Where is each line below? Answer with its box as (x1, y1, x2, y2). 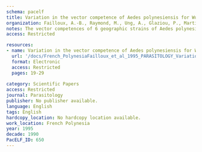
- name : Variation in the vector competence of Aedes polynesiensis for (6, 47, 192, 54)
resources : (6, 42, 34, 48)
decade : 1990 (6, 132, 39, 138)
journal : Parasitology (6, 93, 63, 99)
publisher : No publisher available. (6, 98, 98, 104)
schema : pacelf (6, 8, 44, 15)
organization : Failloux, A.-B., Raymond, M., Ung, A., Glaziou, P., (6, 20, 182, 26)
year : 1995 (6, 126, 34, 132)
